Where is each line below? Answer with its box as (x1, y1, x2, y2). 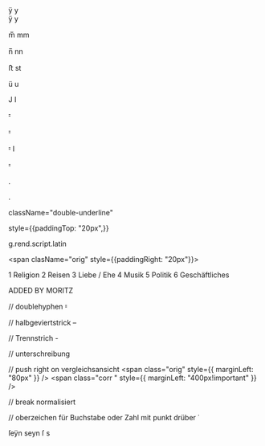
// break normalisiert (8, 397, 76, 407)
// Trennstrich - (8, 333, 59, 342)
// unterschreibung (8, 349, 71, 358)
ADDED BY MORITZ (8, 286, 74, 295)
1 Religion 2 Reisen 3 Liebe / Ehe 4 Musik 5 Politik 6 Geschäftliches (8, 270, 230, 280)
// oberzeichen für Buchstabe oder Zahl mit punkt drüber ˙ (8, 413, 200, 422)
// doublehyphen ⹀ (8, 302, 68, 311)
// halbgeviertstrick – (8, 318, 77, 327)
